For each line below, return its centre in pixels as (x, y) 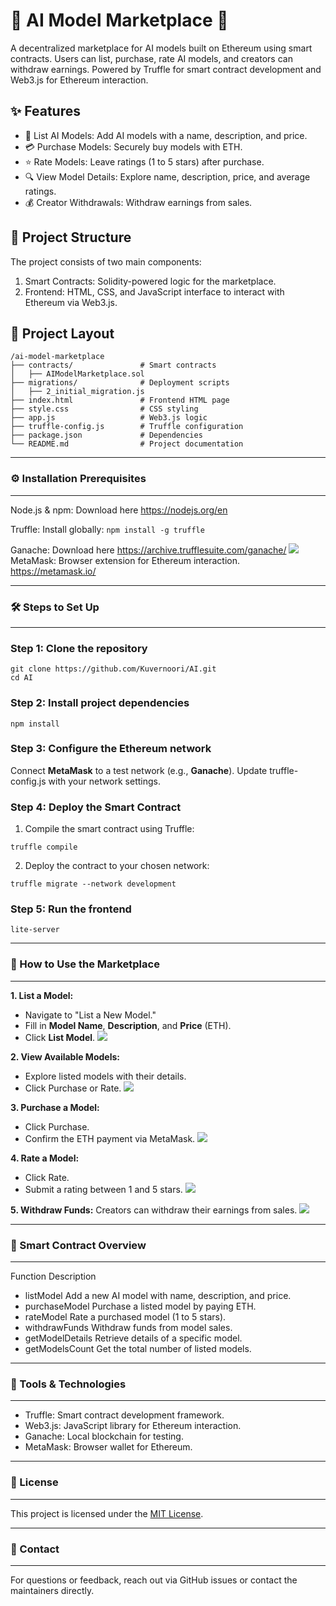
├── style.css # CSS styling (104, 409)
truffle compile (44, 847)
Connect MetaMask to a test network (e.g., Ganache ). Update (139, 770)
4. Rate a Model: (45, 1158)
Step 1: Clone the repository (79, 648)
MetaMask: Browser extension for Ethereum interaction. (125, 560)
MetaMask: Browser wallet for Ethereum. (108, 1447)
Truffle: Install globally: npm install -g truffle (107, 529)
